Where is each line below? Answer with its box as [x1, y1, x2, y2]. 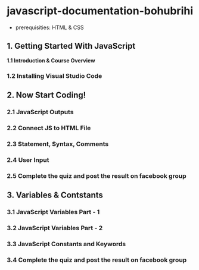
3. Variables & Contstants [7, 190, 104, 200]
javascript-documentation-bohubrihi [7, 4, 193, 18]
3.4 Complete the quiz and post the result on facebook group [7, 256, 187, 264]
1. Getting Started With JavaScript [7, 41, 136, 51]
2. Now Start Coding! [7, 90, 86, 101]
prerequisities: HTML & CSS [15, 24, 84, 31]
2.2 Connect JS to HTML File [7, 124, 91, 132]
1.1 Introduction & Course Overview [7, 56, 95, 64]
